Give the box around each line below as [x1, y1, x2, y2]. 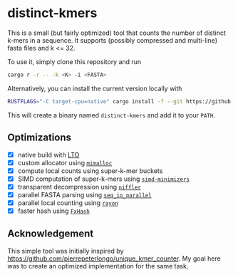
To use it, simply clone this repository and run [7, 57, 142, 66]
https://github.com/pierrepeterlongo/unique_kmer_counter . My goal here [7, 254, 221, 263]
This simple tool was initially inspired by [7, 246, 124, 255]
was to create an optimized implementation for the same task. [7, 261, 189, 270]
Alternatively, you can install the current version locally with [7, 84, 182, 93]
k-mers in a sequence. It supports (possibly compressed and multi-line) [7, 36, 218, 44]
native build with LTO [17, 150, 80, 159]
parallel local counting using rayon [17, 198, 119, 207]
